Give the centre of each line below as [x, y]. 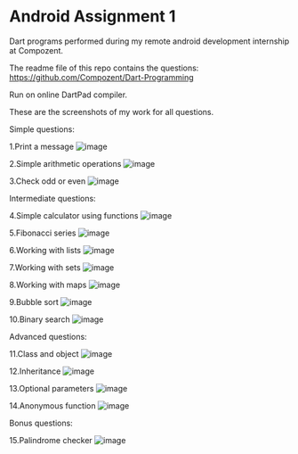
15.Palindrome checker [51, 440]
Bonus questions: [41, 423]
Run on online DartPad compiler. [68, 95]
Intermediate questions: [52, 198]
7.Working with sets [45, 267]
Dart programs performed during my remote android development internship [149, 41]
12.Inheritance [35, 371]
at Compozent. [36, 50]
